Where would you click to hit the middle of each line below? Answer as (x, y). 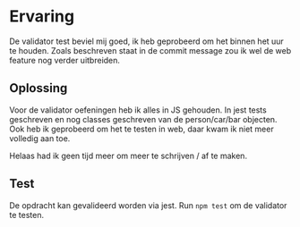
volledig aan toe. (40, 138)
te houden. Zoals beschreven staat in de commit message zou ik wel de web (150, 50)
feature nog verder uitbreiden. (65, 60)
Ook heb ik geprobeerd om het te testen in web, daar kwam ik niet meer (142, 129)
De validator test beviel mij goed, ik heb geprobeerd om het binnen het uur (146, 41)
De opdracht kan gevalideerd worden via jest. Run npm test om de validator (148, 205)
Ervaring (42, 17)
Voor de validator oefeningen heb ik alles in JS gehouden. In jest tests (138, 110)
